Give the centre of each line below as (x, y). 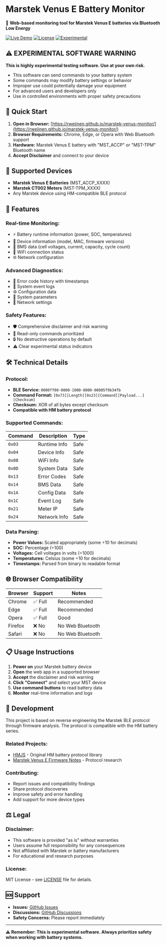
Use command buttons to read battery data (57, 688)
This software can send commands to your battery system (72, 75)
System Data (53, 468)
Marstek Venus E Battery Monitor (75, 9)
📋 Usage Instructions (40, 652)
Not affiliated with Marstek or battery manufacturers (66, 851)
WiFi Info (48, 460)
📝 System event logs (34, 287)
